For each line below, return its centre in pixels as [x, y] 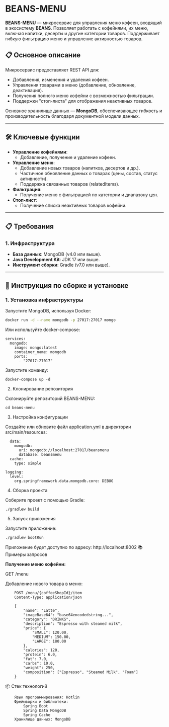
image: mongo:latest [36, 348]
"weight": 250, [39, 668]
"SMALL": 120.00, [50, 632]
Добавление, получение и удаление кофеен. [68, 157]
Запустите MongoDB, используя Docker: [48, 310]
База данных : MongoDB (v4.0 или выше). [57, 254]
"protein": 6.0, [40, 655]
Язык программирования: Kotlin [47, 697]
